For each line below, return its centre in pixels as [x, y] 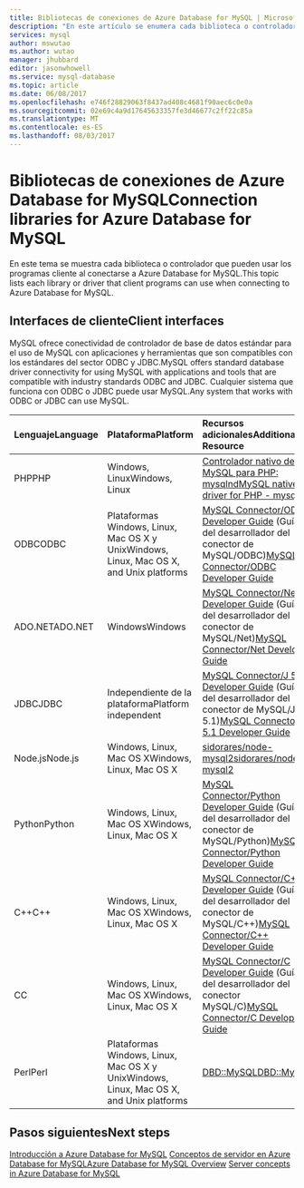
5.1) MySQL [227, 720]
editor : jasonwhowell [50, 69]
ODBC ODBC [40, 543]
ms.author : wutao [42, 52]
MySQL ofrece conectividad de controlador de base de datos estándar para [151, 343]
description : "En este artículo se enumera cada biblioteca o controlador [153, 26]
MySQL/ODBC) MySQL [250, 555]
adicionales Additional [250, 434]
